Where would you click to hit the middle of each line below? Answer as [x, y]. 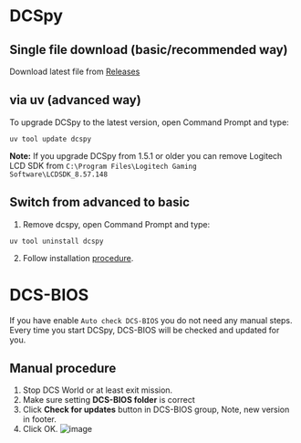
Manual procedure [63, 368]
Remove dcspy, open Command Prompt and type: [116, 224]
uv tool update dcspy [51, 139]
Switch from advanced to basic [99, 202]
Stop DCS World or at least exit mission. [98, 390]
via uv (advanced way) [75, 100]
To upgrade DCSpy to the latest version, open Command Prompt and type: [149, 122]
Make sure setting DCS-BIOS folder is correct [109, 400]
